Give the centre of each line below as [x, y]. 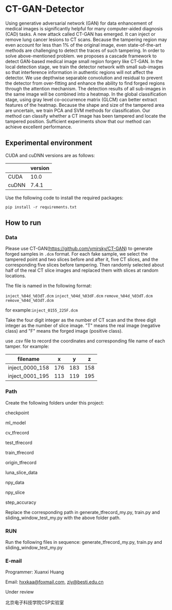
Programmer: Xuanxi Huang [35, 572]
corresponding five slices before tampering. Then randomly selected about [85, 265]
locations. [16, 276]
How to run [23, 223]
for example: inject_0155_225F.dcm [42, 310]
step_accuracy [21, 502]
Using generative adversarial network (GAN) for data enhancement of [79, 23]
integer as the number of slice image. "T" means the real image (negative [83, 326]
